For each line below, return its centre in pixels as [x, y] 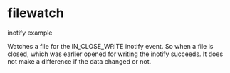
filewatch [36, 13]
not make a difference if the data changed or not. [79, 61]
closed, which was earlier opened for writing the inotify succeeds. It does [115, 54]
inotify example [30, 33]
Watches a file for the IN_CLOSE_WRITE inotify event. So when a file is [110, 46]
